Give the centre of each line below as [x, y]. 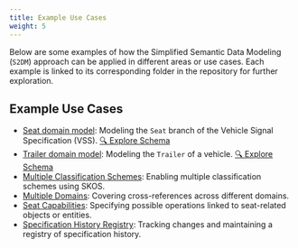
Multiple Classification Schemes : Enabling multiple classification [142, 177]
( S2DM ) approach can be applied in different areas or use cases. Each [137, 61]
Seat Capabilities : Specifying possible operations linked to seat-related [154, 206]
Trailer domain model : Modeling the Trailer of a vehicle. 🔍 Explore [148, 154]
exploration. [32, 80]
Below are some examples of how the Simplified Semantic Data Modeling [145, 51]
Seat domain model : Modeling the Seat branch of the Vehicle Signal [148, 131]
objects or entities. [57, 215]
